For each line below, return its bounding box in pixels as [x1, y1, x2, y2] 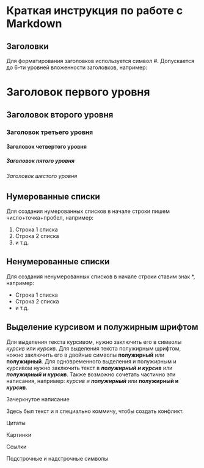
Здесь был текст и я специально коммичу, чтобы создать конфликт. [6, 407, 184, 415]
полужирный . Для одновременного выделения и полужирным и [6, 357, 177, 365]
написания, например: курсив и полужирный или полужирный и [6, 377, 179, 384]
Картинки [6, 431, 32, 438]
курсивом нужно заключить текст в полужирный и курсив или [6, 364, 173, 371]
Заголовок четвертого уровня [6, 143, 87, 150]
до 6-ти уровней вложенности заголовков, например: [6, 64, 148, 71]
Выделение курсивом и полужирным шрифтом [6, 322, 199, 332]
